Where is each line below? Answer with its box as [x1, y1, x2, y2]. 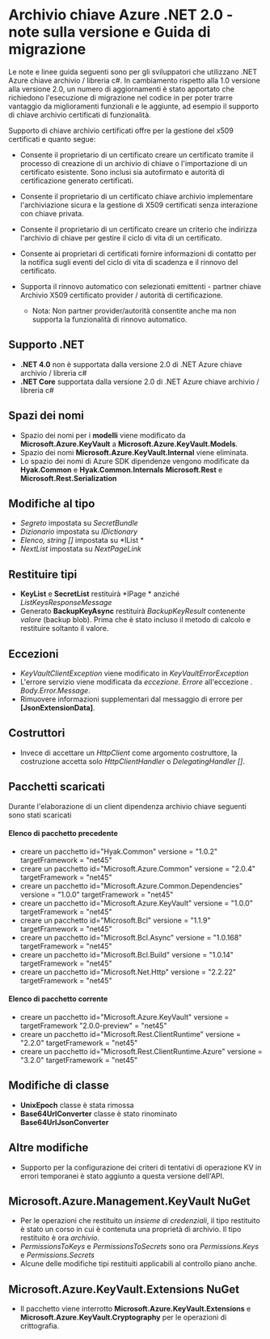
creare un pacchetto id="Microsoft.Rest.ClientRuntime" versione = [19, 1030, 241, 1039]
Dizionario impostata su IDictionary [19, 527, 138, 536]
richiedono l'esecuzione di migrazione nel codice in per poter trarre [8, 92, 233, 102]
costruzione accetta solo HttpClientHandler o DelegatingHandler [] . [19, 756, 245, 766]
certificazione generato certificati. [19, 176, 134, 185]
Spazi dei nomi [8, 409, 85, 423]
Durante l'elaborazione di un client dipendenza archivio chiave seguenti [8, 801, 247, 811]
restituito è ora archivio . [19, 1233, 99, 1243]
